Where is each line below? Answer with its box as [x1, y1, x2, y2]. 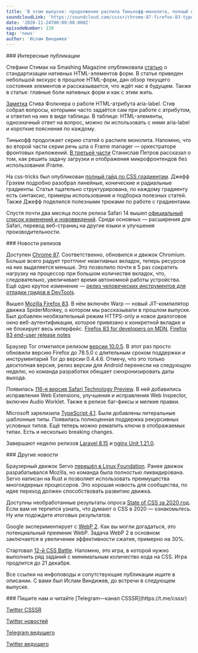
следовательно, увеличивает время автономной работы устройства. [6, 276, 181, 283]
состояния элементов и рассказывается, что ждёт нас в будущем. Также [6, 83, 192, 89]
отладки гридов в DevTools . [6, 289, 75, 295]
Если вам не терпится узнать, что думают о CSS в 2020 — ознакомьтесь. [6, 505, 192, 512]
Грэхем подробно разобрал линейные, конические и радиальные [6, 179, 172, 186]
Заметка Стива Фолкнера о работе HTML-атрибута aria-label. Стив [6, 100, 175, 107]
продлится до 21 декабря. [6, 559, 71, 566]
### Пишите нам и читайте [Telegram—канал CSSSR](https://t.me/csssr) [6, 595, 187, 602]
